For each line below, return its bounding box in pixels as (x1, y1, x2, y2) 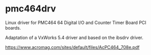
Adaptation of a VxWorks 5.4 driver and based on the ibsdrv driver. (5, 34, 143, 40)
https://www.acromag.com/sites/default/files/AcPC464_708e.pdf (5, 44, 140, 50)
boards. (5, 24, 21, 30)
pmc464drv (5, 3, 56, 14)
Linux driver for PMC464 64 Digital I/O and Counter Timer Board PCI (5, 19, 146, 25)
